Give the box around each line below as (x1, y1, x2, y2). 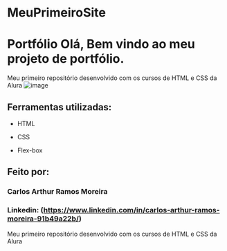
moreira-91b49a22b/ (7, 214, 80, 223)
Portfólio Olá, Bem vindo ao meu (7, 37, 195, 52)
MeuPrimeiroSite (7, 5, 106, 21)
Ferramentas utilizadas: (7, 101, 112, 113)
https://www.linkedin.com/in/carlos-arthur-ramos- (43, 205, 220, 215)
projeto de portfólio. (7, 51, 125, 67)
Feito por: (7, 166, 50, 178)
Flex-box (17, 146, 43, 154)
